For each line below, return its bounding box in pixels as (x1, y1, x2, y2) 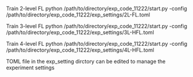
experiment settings (6, 64, 55, 71)
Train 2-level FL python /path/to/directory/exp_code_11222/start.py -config (6, 5, 188, 12)
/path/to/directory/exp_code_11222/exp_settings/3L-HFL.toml (6, 29, 155, 36)
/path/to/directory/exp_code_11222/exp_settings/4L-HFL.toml (6, 46, 155, 53)
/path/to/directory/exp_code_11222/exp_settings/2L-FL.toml (6, 11, 151, 18)
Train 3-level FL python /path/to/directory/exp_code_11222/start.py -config (6, 23, 188, 29)
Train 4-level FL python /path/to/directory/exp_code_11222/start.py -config (6, 41, 188, 47)
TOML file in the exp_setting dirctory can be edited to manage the (6, 58, 166, 65)
